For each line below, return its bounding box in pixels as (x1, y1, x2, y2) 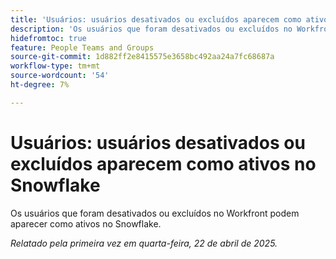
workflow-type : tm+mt (10, 61, 101, 71)
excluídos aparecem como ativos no (10, 152, 317, 175)
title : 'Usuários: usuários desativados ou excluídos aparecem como (10, 14, 302, 25)
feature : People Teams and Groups (10, 42, 155, 53)
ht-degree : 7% (10, 80, 70, 90)
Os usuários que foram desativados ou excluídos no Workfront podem (10, 207, 300, 219)
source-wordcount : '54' (10, 71, 110, 81)
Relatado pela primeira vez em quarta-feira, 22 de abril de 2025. (10, 237, 278, 249)
